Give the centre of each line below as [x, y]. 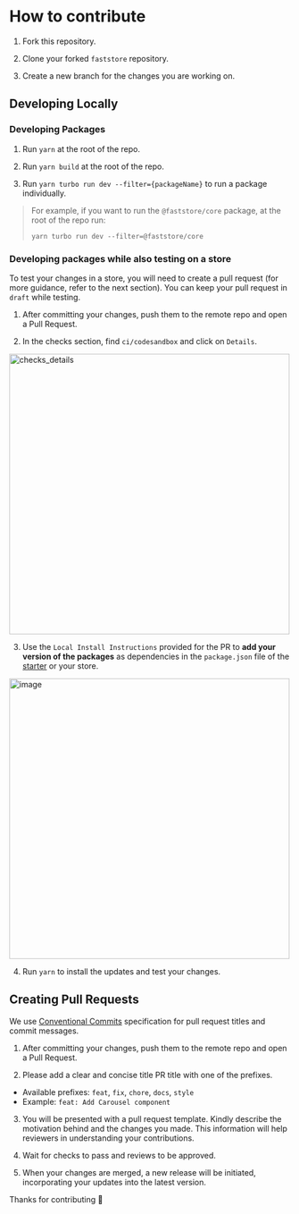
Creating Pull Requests [75, 1000]
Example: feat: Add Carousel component [96, 1101]
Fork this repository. [59, 41]
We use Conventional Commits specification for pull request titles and [137, 1021]
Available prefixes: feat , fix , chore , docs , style [108, 1092]
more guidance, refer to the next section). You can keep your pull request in [149, 287]
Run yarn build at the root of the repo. [93, 166]
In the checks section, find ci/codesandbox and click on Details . [139, 341]
